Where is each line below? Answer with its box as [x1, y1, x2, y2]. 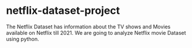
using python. [6, 35, 39, 42]
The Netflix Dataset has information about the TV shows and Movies [6, 23, 171, 30]
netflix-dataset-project [6, 4, 120, 17]
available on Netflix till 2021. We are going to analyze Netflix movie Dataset [6, 29, 186, 36]
